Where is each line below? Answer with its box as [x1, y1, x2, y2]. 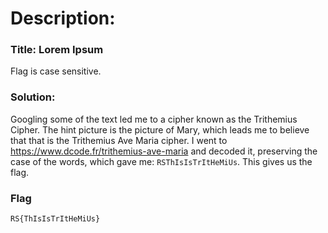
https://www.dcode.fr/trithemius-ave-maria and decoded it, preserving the [10, 145, 318, 157]
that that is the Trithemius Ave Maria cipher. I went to [10, 134, 228, 146]
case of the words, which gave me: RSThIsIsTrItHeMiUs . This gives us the [10, 155, 313, 167]
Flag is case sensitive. [10, 65, 102, 77]
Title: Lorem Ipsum [10, 43, 104, 57]
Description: [10, 7, 116, 30]
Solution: [10, 90, 56, 104]
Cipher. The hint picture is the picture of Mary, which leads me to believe [10, 123, 310, 136]
